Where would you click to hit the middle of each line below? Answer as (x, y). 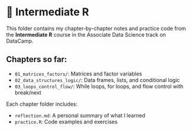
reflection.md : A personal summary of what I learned (80, 115)
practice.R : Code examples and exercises (66, 122)
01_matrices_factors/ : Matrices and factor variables (78, 74)
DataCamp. (20, 41)
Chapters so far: (37, 59)
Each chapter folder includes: (42, 104)
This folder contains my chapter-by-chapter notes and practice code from (96, 28)
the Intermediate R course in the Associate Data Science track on (86, 34)
